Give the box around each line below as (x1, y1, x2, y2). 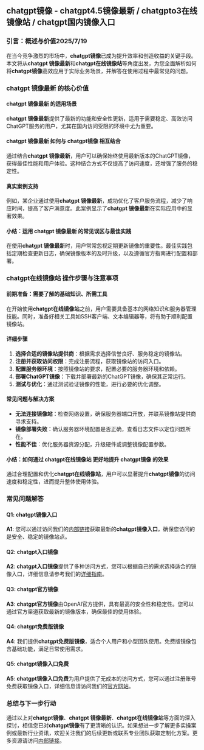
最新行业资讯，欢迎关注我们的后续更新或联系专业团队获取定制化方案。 (16, 729, 192, 737)
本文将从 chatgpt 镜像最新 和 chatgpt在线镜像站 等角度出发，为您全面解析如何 (6, 60, 197, 67)
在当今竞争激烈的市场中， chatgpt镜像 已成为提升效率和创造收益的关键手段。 (6, 52, 197, 59)
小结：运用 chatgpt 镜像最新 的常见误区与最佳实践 (6, 227, 132, 234)
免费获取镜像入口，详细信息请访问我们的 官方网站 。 (6, 682, 134, 690)
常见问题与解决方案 (6, 395, 55, 403)
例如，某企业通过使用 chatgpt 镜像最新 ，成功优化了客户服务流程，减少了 (6, 197, 188, 205)
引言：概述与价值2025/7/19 (6, 37, 87, 46)
